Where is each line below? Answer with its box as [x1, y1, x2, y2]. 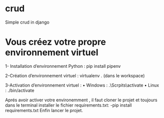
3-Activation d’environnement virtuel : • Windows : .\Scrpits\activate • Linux [5, 82, 159, 88]
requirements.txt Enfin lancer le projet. [5, 107, 83, 113]
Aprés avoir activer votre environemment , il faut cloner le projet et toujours [5, 97, 158, 103]
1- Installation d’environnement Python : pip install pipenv [5, 63, 121, 69]
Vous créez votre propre [5, 36, 106, 48]
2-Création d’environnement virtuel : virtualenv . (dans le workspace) [5, 72, 145, 79]
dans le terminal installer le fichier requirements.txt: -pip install [5, 102, 132, 108]
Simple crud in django [5, 19, 50, 25]
